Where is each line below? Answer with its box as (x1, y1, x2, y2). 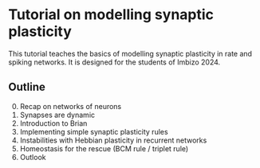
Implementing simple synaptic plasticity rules (19, 127, 169, 136)
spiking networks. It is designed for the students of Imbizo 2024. (8, 57, 221, 67)
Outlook (19, 152, 46, 162)
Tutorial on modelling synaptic (8, 6, 214, 24)
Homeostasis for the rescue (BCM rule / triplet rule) (19, 143, 189, 153)
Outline (8, 80, 45, 94)
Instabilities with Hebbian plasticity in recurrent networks (19, 135, 207, 145)
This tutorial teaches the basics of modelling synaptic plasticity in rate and (8, 49, 253, 58)
